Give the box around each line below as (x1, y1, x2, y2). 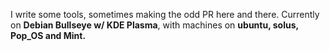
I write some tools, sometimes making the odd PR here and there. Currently (10, 9, 320, 20)
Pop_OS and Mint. (10, 30, 87, 41)
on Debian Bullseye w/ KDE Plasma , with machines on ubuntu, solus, (10, 19, 299, 31)
